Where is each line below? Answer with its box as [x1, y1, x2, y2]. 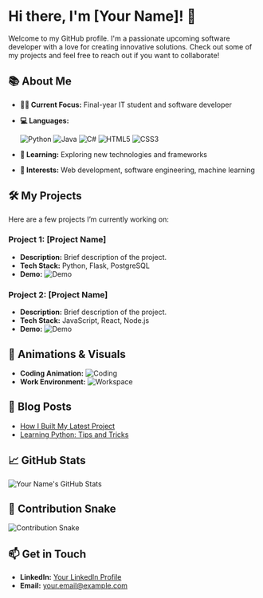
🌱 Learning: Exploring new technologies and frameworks [19, 149, 207, 159]
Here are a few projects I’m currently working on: [8, 214, 169, 224]
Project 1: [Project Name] [8, 234, 107, 246]
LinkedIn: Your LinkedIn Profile [19, 572, 122, 582]
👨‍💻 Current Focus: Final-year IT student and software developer [19, 100, 233, 109]
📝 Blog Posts [8, 400, 72, 414]
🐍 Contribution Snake [8, 502, 117, 515]
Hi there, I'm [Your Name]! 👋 [8, 7, 197, 26]
